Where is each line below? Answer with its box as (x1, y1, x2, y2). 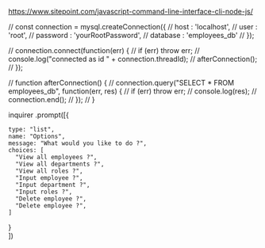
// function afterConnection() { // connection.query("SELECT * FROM (8, 78, 235, 87)
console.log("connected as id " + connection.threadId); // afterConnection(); (8, 55, 258, 63)
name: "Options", (8, 132, 66, 140)
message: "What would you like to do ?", (8, 139, 148, 147)
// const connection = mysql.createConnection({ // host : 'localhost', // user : (8, 22, 258, 31)
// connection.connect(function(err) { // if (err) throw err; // (8, 46, 200, 55)
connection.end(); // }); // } (8, 95, 95, 104)
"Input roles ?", (15, 188, 73, 196)
